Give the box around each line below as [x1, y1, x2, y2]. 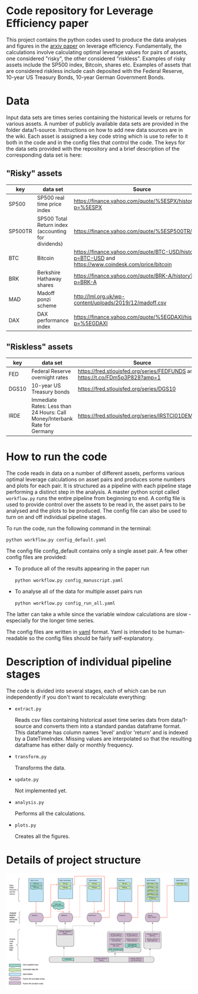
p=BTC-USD [73, 255, 105, 262]
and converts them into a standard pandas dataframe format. [32, 722, 181, 729]
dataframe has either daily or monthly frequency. [14, 741, 134, 748]
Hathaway [37, 275, 62, 282]
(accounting [37, 227, 67, 235]
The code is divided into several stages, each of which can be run [6, 687, 166, 694]
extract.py [14, 706, 42, 712]
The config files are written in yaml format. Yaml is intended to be [6, 628, 165, 635]
